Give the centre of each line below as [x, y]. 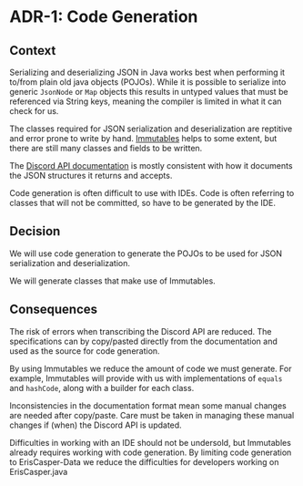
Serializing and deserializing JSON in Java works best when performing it [147, 72]
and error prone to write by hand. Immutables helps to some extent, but [143, 138]
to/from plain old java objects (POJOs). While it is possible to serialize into [148, 82]
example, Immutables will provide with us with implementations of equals [146, 378]
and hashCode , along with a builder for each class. [102, 388]
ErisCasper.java [39, 471]
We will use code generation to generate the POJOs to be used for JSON [146, 253]
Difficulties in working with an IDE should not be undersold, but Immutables [150, 442]
